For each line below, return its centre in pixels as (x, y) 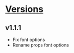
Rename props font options (41, 45)
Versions (24, 9)
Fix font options (29, 39)
